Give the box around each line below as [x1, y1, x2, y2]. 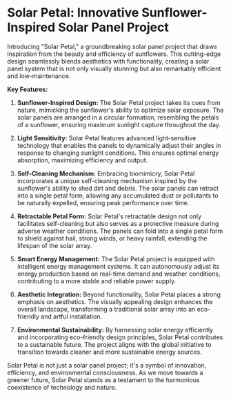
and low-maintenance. [7, 71, 71, 80]
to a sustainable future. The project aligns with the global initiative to [17, 340, 212, 348]
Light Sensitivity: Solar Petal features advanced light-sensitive [17, 133, 197, 142]
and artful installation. [41, 312, 102, 321]
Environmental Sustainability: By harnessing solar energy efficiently [17, 325, 214, 334]
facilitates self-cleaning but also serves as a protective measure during [17, 219, 219, 227]
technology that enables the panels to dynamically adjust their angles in [17, 141, 221, 149]
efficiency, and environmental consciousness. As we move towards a [7, 368, 203, 377]
